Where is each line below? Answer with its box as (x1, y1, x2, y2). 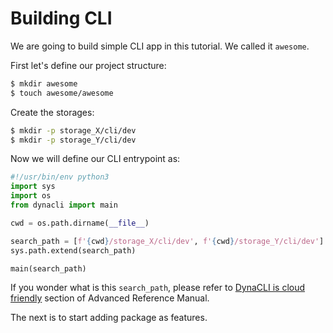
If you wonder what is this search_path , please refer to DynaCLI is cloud (10, 282, 306, 294)
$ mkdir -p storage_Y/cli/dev (10, 135, 137, 145)
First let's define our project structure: (10, 59, 167, 71)
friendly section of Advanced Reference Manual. (10, 292, 210, 304)
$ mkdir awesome (10, 78, 78, 89)
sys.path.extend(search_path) (10, 245, 137, 256)
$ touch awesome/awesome (10, 88, 114, 98)
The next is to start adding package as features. (10, 312, 208, 324)
